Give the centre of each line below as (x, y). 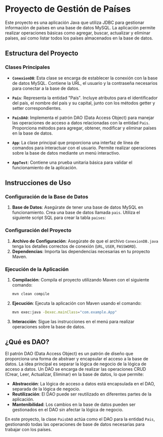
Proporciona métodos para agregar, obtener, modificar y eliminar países (84, 128)
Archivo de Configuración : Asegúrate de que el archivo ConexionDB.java (85, 241)
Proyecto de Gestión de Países (68, 9)
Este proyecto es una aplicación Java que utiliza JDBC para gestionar (75, 22)
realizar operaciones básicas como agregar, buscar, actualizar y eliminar (78, 33)
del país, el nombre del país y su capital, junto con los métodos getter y (83, 103)
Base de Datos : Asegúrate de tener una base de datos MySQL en (78, 207)
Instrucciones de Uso (38, 183)
